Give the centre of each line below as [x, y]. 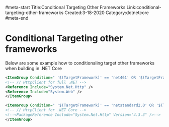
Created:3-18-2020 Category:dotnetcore [107, 13]
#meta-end [17, 18]
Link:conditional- [144, 7]
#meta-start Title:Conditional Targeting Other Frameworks [65, 7]
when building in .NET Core [33, 68]
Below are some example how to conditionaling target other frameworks [80, 63]
